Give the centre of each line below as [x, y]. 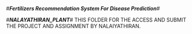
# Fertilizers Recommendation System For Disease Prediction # [83, 8]
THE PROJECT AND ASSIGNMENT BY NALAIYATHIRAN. [74, 26]
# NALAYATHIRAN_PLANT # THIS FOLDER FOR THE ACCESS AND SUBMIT [96, 20]
